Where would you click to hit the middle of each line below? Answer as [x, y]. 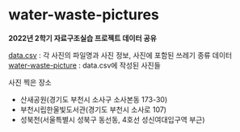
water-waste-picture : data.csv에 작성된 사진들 [85, 65]
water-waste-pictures [84, 15]
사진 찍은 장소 [30, 82]
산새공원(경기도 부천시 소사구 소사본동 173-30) [94, 99]
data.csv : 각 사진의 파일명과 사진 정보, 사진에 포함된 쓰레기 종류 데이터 [120, 55]
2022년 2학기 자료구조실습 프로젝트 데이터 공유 [83, 38]
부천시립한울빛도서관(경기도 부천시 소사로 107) [93, 109]
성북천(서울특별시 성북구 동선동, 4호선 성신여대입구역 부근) [112, 119]
